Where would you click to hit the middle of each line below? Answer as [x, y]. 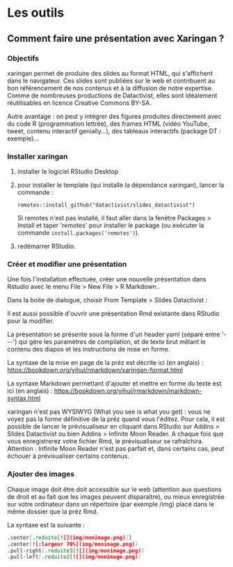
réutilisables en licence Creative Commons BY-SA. [79, 103]
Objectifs [23, 58]
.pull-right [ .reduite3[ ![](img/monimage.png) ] [76, 550]
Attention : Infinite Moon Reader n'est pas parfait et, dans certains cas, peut [116, 449]
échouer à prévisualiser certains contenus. [69, 456]
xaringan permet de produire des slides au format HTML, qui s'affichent [110, 73]
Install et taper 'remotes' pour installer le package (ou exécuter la [111, 225]
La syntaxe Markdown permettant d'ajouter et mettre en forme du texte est [114, 384]
